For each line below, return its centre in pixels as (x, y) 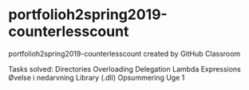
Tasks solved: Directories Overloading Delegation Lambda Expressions (125, 68)
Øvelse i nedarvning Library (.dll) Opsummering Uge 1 (97, 77)
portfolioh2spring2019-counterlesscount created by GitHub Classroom (125, 53)
